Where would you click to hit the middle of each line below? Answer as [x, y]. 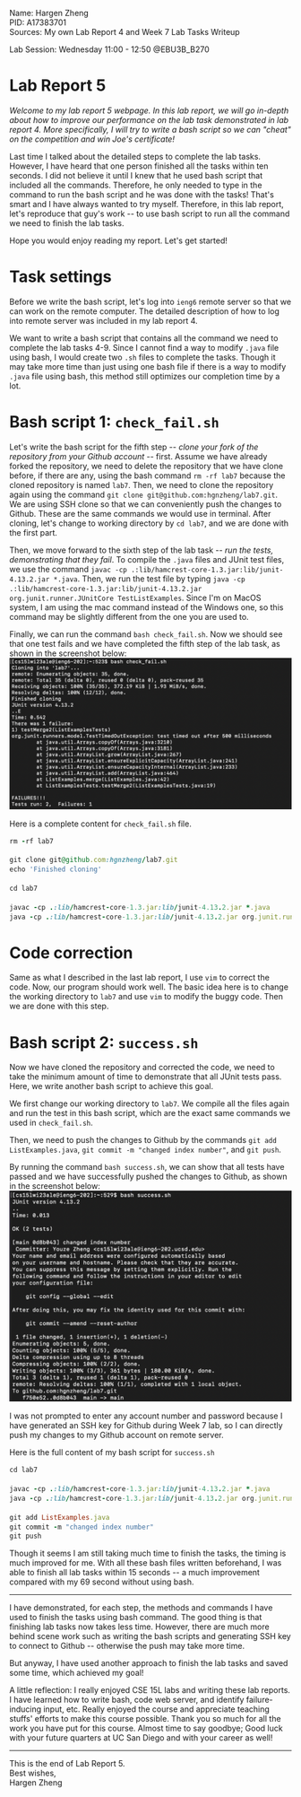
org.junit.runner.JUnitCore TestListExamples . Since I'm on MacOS [135, 598]
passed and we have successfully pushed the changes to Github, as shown [148, 1177]
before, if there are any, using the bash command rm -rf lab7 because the [147, 475]
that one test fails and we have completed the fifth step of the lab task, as [145, 643]
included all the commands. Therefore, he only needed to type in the [136, 185]
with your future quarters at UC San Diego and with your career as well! [141, 1738]
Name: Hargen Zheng [49, 13]
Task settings [60, 277]
